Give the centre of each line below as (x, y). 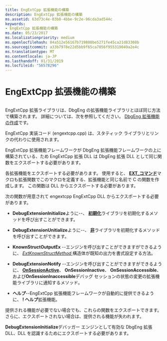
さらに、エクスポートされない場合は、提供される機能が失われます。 (75, 316)
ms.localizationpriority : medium (40, 38)
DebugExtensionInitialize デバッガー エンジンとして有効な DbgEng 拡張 (79, 327)
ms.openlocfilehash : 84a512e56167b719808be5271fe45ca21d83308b (72, 42)
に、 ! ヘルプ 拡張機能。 (36, 299)
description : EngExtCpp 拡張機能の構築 (44, 14)
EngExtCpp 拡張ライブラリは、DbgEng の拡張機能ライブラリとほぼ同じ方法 (83, 110)
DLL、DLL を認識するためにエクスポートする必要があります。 (68, 333)
